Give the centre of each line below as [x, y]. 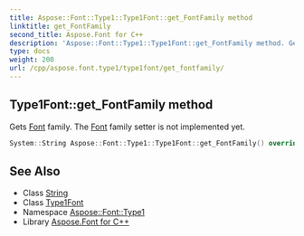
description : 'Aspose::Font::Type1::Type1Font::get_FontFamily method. [147, 43]
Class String [45, 193]
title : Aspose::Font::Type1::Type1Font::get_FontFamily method [131, 18]
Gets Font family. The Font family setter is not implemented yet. [128, 127]
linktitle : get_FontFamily [60, 26]
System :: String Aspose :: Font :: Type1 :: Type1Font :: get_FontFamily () [137, 143]
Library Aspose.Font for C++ [76, 222]
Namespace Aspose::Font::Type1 [83, 212]
